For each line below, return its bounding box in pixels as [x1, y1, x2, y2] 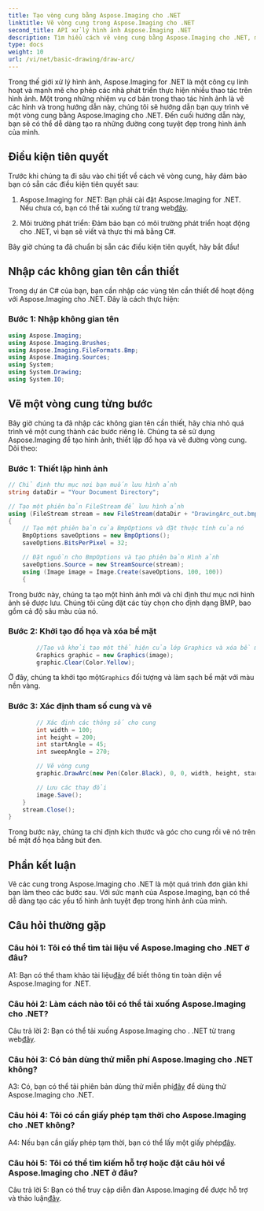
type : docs [8, 41, 44, 49]
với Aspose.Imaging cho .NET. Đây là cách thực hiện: [8, 294, 180, 303]
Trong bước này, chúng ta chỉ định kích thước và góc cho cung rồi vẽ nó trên [8, 827, 255, 837]
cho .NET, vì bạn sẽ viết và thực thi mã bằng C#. [19, 226, 177, 236]
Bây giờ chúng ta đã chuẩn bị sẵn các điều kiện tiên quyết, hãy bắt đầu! [8, 242, 240, 251]
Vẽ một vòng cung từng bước [8, 397, 153, 410]
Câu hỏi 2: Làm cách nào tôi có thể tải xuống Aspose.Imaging [8, 998, 246, 1009]
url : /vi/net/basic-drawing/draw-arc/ [8, 56, 135, 64]
